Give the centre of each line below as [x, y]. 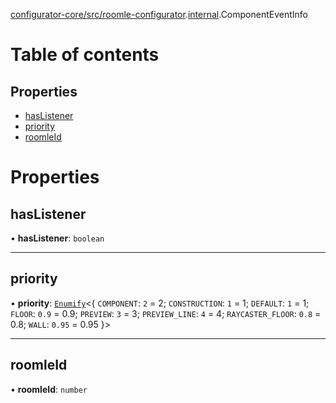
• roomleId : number [49, 389]
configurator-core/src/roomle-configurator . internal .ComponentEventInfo [159, 14]
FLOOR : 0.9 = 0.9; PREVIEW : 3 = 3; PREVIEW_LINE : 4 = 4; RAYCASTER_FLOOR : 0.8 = [166, 313]
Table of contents [85, 55]
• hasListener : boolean [57, 238]
